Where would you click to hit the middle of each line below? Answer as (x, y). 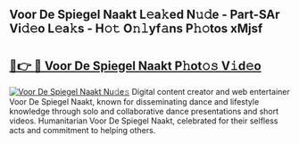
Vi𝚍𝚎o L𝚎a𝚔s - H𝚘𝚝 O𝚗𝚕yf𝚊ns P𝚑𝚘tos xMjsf (136, 29)
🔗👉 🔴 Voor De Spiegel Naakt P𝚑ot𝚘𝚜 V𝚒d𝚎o (135, 66)
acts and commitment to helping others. (83, 130)
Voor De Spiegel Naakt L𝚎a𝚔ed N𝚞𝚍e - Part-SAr (145, 15)
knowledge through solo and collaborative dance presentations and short (144, 111)
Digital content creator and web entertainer (211, 92)
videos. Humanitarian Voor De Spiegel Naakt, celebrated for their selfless (144, 121)
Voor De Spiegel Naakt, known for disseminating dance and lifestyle (134, 102)
